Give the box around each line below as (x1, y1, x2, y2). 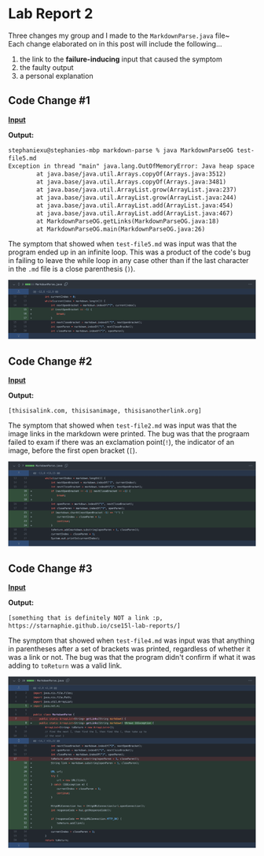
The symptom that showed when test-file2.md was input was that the (8, 421, 237, 430)
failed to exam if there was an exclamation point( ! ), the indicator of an (8, 438, 234, 447)
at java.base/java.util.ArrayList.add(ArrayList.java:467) (36, 209, 234, 217)
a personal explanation (19, 71, 93, 80)
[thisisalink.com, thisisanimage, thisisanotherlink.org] (8, 407, 202, 415)
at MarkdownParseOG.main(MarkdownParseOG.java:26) (36, 225, 206, 233)
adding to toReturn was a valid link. (8, 661, 123, 670)
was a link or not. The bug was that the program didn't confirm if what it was (8, 653, 256, 662)
